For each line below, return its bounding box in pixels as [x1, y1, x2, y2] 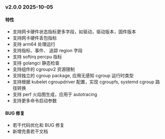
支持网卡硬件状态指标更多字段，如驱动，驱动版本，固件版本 [12, 29, 136, 35]
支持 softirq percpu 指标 [12, 54, 62, 60]
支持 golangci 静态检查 [12, 60, 60, 66]
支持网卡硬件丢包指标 [12, 35, 57, 41]
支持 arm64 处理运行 [12, 41, 56, 47]
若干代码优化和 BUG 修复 [12, 122, 64, 128]
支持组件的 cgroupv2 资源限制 [12, 66, 75, 72]
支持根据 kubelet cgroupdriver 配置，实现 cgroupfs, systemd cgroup [12, 79, 154, 85]
